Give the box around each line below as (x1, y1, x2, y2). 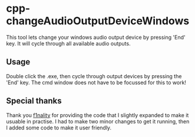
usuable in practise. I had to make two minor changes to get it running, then (6, 118, 190, 125)
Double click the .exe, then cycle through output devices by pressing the (6, 72, 182, 79)
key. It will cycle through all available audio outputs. (6, 40, 131, 47)
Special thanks (6, 96, 62, 106)
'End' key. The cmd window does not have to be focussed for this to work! (6, 79, 187, 86)
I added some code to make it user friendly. (6, 124, 112, 131)
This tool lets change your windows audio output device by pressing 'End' (6, 34, 186, 41)
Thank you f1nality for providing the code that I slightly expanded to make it (6, 111, 189, 119)
